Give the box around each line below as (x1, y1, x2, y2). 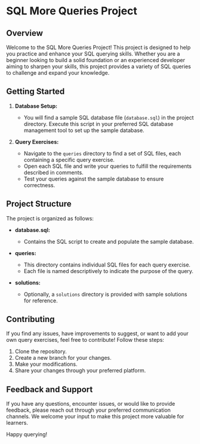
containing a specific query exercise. (23, 156, 115, 163)
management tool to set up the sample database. (23, 127, 144, 134)
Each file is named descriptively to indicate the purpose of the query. (23, 267, 194, 274)
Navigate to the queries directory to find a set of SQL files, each (23, 149, 181, 157)
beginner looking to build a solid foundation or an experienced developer (6, 57, 185, 63)
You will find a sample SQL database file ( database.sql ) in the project (23, 114, 194, 121)
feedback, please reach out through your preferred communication (6, 406, 171, 414)
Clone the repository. (14, 348, 67, 355)
